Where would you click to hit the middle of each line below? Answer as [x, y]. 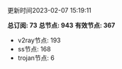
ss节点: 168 [34, 49]
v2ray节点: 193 [39, 40]
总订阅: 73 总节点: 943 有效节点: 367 [61, 25]
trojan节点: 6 [36, 58]
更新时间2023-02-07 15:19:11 [50, 10]
